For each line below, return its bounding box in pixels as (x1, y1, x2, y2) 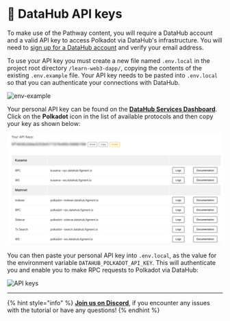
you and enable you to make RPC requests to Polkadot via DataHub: (7, 266, 199, 274)
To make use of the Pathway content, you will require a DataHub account (7, 29, 213, 37)
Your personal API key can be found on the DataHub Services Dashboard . (7, 105, 218, 113)
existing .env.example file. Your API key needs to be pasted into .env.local (7, 71, 218, 79)
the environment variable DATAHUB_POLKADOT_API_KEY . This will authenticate (7, 258, 216, 266)
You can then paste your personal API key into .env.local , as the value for (7, 251, 217, 259)
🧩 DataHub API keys (7, 6, 123, 22)
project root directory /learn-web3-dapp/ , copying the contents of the (7, 64, 202, 72)
